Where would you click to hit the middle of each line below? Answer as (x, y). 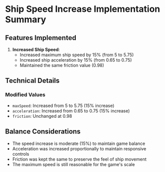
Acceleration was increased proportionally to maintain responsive (79, 148)
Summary (26, 19)
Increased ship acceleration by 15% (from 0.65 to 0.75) (76, 60)
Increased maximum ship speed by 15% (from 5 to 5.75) (77, 55)
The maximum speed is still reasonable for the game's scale (74, 164)
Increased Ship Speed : (36, 50)
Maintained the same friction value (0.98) (62, 65)
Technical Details (32, 81)
